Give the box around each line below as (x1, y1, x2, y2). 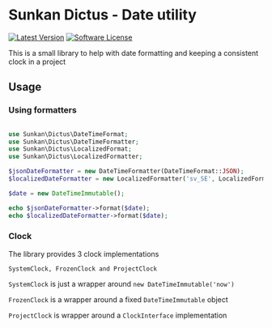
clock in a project (8, 57, 66, 66)
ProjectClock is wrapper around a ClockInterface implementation (8, 310, 227, 320)
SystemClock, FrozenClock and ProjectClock (8, 265, 158, 273)
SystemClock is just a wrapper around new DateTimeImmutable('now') (8, 279, 235, 288)
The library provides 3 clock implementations (8, 249, 159, 258)
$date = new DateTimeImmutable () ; (8, 189, 125, 198)
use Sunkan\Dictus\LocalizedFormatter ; (8, 152, 143, 161)
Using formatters (8, 104, 77, 116)
